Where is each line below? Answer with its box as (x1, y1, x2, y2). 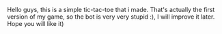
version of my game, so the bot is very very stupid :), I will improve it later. (7, 13, 215, 21)
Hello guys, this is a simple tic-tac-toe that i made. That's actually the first (7, 6, 215, 13)
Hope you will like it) (7, 20, 64, 27)
